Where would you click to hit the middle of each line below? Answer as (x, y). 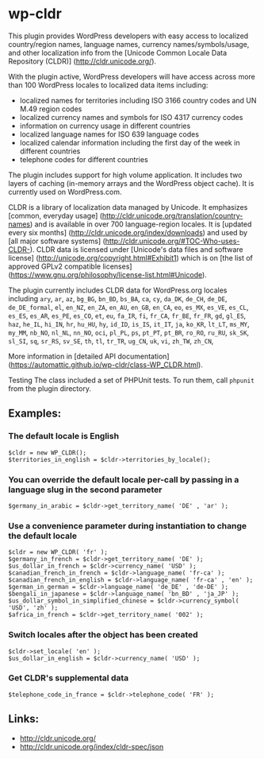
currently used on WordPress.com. (65, 192)
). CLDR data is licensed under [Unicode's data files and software (136, 249)
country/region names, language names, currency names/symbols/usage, (129, 44)
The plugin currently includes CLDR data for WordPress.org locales (118, 290)
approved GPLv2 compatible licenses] (70, 266)
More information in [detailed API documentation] (89, 356)
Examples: (35, 414)
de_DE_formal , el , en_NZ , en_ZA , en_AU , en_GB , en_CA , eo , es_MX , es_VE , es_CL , (128, 307)
